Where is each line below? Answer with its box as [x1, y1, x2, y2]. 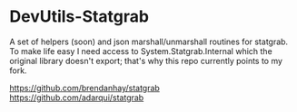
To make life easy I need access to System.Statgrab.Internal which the [9, 45, 272, 56]
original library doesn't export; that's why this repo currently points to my [9, 55, 283, 66]
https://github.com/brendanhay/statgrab [9, 82, 161, 93]
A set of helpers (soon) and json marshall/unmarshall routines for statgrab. [9, 36, 289, 47]
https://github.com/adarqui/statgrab [9, 92, 144, 103]
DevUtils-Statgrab [9, 6, 150, 27]
